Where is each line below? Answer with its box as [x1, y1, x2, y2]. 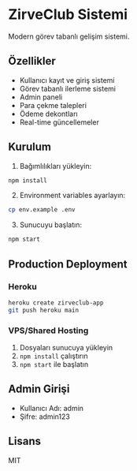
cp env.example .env [8, 206, 76, 214]
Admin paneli [19, 92, 63, 102]
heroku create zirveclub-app [8, 298, 104, 307]
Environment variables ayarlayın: [19, 191, 126, 200]
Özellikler [8, 54, 57, 68]
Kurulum [8, 140, 52, 154]
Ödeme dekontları [19, 109, 78, 118]
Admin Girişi [8, 383, 70, 396]
